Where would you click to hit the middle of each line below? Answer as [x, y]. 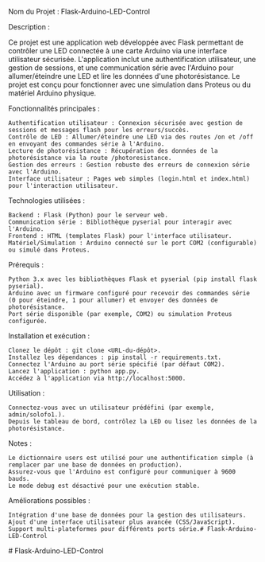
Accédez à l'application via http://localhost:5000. [97, 378]
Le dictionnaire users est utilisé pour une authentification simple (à [131, 458]
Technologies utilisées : [47, 201]
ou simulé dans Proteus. [49, 250]
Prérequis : [26, 265]
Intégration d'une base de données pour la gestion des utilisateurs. [127, 515]
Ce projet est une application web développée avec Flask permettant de [126, 42]
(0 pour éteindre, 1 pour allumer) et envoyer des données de [113, 300]
